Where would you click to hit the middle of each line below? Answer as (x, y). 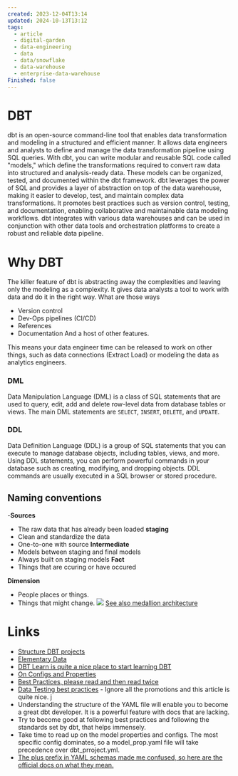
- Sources (21, 515)
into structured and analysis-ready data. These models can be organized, (115, 173)
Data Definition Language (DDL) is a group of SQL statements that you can (117, 445)
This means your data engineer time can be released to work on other (110, 347)
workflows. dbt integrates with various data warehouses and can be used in (119, 219)
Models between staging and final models (79, 552)
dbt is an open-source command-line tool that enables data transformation (117, 135)
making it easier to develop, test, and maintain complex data (95, 196)
